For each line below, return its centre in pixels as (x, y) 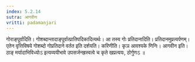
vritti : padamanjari (32, 22)
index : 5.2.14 (24, 12)
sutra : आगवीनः (22, 17)
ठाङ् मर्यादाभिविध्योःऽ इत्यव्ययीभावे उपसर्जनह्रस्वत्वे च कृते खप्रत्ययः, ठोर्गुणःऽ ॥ (76, 53)
